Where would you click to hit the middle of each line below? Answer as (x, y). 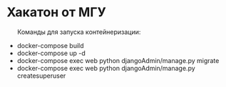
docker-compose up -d (51, 53)
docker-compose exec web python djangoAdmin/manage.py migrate (118, 60)
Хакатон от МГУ (56, 12)
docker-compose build (50, 45)
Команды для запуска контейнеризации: (79, 32)
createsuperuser (41, 76)
